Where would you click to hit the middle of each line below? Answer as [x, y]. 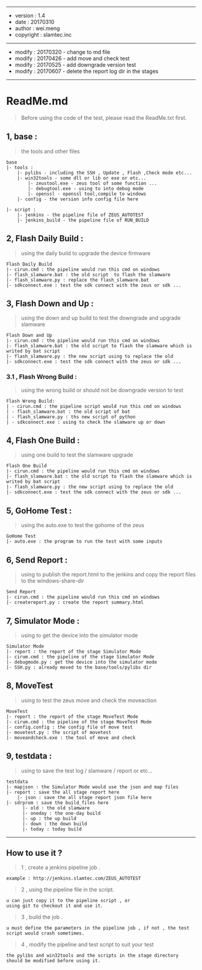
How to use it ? [34, 853]
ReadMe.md [37, 101]
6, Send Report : [37, 560]
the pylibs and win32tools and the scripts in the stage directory [93, 956]
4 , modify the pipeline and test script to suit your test [87, 945]
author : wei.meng [37, 28]
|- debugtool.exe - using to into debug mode [86, 188]
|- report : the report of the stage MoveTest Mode [72, 717]
